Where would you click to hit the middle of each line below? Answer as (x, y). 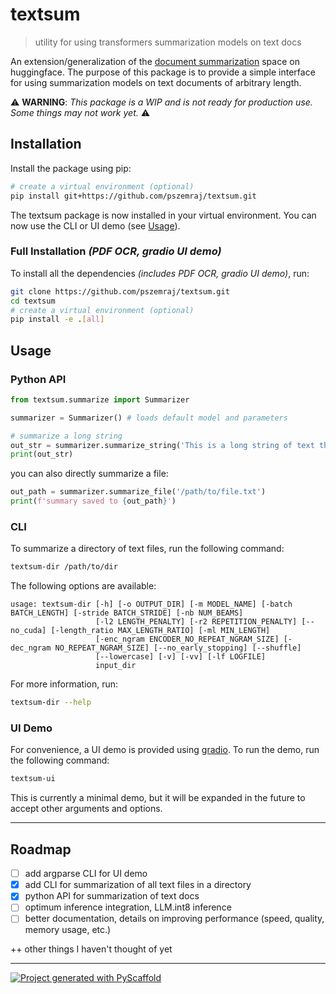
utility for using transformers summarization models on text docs (168, 42)
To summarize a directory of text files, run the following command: (147, 549)
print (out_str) (42, 454)
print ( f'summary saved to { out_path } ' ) (93, 501)
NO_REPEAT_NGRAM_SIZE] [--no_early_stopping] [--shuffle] (178, 648)
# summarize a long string (66, 436)
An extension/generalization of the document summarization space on (155, 61)
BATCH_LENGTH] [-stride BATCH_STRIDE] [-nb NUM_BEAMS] (127, 613)
